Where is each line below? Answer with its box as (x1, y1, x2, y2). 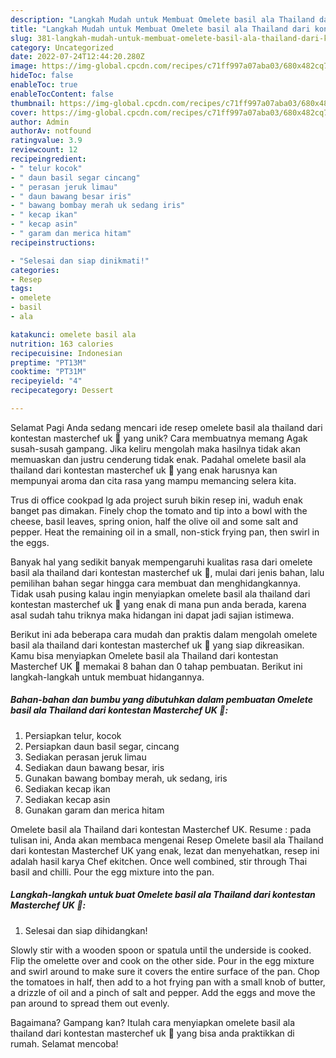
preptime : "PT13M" (10, 357, 87, 368)
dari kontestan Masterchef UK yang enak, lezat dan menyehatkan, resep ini (10, 844, 320, 856)
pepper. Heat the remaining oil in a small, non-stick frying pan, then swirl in (10, 526, 320, 538)
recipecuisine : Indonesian (10, 348, 123, 358)
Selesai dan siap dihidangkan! (24, 924, 148, 936)
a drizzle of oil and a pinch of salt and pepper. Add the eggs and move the (10, 986, 316, 998)
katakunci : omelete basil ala (10, 329, 137, 340)
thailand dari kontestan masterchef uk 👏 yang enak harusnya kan (10, 464, 278, 476)
